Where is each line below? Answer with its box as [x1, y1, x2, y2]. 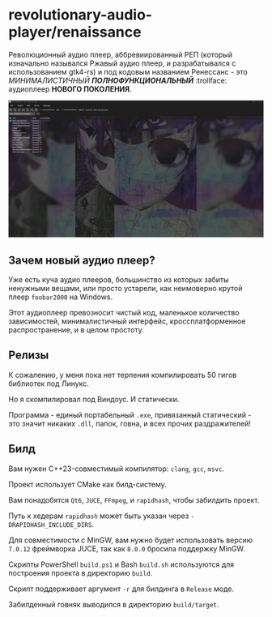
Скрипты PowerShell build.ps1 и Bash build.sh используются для [8, 559, 235, 569]
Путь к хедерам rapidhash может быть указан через [8, 511, 189, 521]
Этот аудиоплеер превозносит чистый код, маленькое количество [8, 307, 240, 317]
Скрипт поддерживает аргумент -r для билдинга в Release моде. [8, 584, 235, 593]
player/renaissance [8, 23, 142, 41]
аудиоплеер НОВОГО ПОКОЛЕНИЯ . [8, 84, 132, 94]
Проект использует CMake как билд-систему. [8, 479, 168, 489]
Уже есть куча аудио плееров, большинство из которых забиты [8, 274, 229, 285]
